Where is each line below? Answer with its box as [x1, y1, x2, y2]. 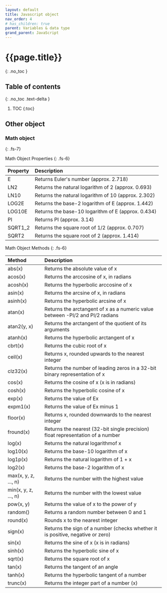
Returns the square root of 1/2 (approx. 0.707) [34, 224, 144, 231]
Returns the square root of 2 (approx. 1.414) [34, 232, 139, 239]
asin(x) [7, 289, 24, 296]
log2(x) [7, 464, 25, 471]
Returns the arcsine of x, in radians [44, 289, 126, 296]
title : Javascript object [5, 12, 59, 17]
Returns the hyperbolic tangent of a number [44, 572, 147, 579]
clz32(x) [7, 368, 28, 375]
